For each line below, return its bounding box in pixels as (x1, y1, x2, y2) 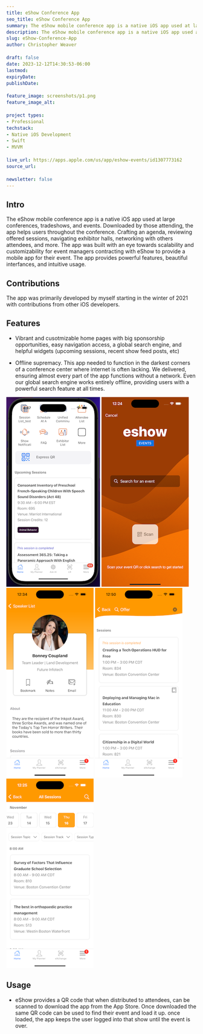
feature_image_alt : (6, 100, 56, 106)
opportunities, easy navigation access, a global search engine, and (14, 340, 182, 348)
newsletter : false (6, 176, 53, 182)
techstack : (6, 125, 34, 131)
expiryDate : (6, 73, 36, 80)
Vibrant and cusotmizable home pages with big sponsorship (14, 334, 165, 342)
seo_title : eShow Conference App (6, 16, 91, 22)
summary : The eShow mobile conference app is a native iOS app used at (6, 22, 190, 29)
